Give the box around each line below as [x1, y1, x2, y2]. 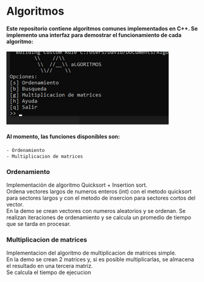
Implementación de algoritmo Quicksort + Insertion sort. [6, 181, 148, 189]
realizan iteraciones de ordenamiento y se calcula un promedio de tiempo [6, 214, 191, 221]
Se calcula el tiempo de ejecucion [6, 269, 92, 276]
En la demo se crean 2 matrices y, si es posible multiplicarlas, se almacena [6, 256, 194, 263]
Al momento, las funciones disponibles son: [6, 132, 120, 140]
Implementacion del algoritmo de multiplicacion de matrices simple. [6, 249, 177, 257]
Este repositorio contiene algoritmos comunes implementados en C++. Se [6, 24, 199, 32]
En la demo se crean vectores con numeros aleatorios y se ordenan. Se [6, 207, 186, 214]
